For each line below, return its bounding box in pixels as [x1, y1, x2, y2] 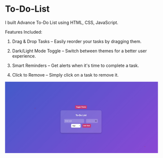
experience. [12, 53, 36, 59]
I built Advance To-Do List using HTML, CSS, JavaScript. [5, 20, 119, 25]
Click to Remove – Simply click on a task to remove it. [12, 72, 119, 78]
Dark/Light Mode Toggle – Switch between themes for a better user [12, 48, 147, 54]
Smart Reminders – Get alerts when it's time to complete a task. [12, 62, 139, 68]
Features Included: [5, 29, 43, 35]
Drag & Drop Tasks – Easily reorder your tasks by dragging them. [12, 38, 142, 44]
